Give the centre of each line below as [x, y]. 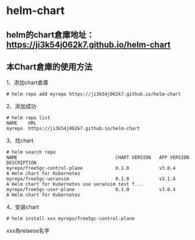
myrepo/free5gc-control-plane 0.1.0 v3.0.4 [91, 169]
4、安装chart [23, 207]
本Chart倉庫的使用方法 [49, 67]
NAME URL [21, 123]
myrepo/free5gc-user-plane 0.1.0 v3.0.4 [91, 190]
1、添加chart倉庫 [27, 82]
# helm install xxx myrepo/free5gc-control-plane [71, 219]
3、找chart [20, 140]
